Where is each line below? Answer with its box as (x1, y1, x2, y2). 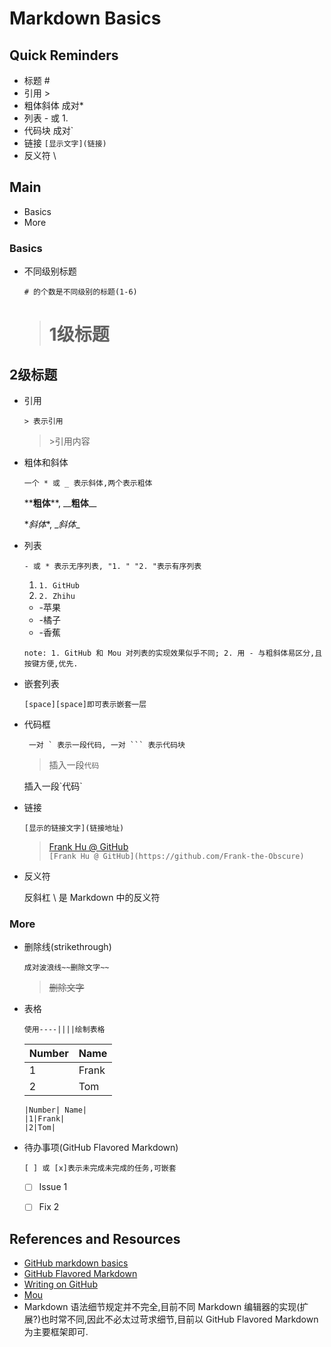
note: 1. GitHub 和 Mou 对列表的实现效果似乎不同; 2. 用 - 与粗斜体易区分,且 (23, 648, 323, 659)
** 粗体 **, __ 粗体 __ (23, 497, 97, 509)
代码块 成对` (23, 125, 74, 136)
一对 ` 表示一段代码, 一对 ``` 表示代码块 (28, 740, 186, 751)
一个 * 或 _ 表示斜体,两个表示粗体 (23, 478, 153, 489)
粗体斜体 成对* (23, 100, 84, 111)
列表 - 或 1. (23, 112, 69, 124)
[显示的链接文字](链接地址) (23, 823, 125, 834)
